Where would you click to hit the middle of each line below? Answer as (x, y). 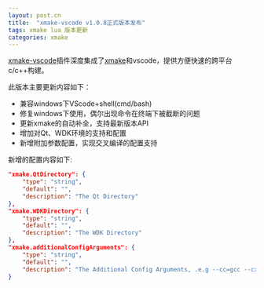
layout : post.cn (35, 15)
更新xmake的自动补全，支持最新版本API (84, 123)
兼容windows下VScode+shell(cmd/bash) (86, 104)
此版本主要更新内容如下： (49, 87)
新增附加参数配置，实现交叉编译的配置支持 (88, 143)
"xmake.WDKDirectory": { (49, 211)
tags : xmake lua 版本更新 (48, 30)
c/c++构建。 (28, 71)
